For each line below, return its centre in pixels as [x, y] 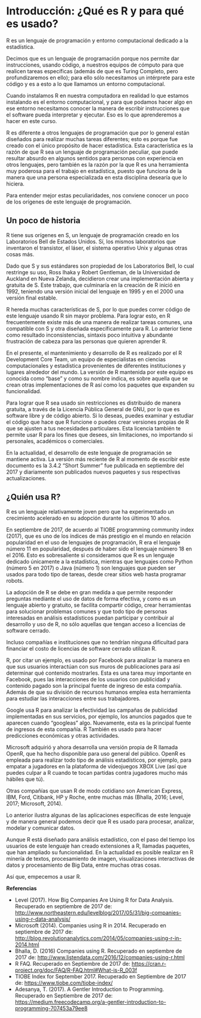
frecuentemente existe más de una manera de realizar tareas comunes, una [99, 322]
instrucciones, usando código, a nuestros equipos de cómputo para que [95, 65]
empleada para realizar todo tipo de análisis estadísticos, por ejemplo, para [99, 760]
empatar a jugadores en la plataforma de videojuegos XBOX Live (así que [97, 766]
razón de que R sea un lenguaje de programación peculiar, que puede [92, 152]
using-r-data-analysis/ [42, 919]
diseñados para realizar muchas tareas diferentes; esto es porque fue [92, 139]
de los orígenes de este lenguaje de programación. [69, 202]
